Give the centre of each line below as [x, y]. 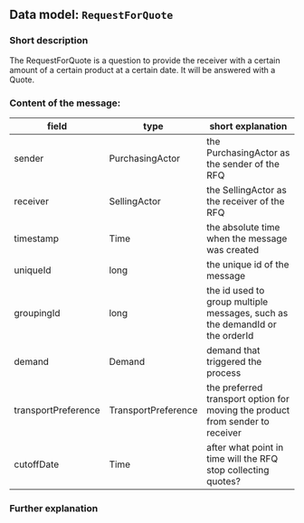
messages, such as [247, 313]
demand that [233, 350]
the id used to [236, 290]
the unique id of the [248, 264]
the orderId [230, 335]
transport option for [248, 398]
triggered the [234, 361]
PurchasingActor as [248, 153]
